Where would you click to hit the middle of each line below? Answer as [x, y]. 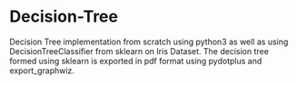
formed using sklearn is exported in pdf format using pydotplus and [136, 61]
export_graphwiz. [42, 71]
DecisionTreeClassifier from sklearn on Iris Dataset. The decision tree [139, 51]
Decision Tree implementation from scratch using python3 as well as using [149, 42]
